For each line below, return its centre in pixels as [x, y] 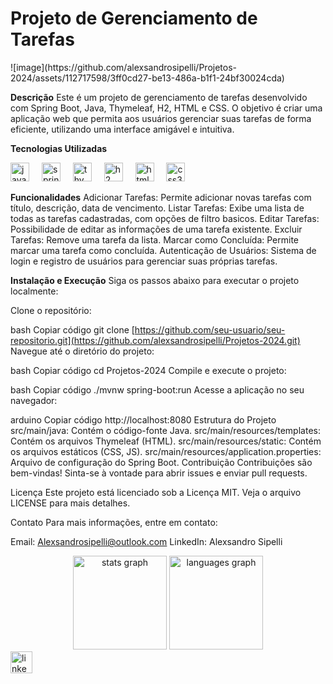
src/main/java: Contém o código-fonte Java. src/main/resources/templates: [165, 430]
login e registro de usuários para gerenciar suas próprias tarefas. [144, 261]
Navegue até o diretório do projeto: [82, 351]
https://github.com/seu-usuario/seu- [210, 329]
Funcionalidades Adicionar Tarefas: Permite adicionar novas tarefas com [161, 197]
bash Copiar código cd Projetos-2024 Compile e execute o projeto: [148, 370]
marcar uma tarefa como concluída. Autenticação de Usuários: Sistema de [163, 250]
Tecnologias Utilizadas [59, 148]
